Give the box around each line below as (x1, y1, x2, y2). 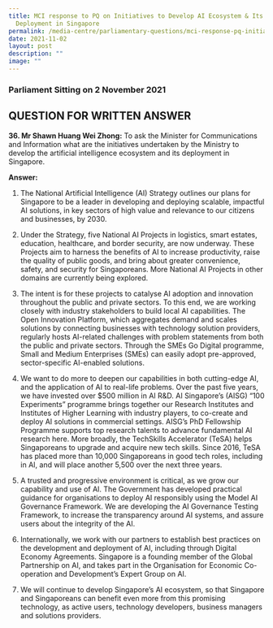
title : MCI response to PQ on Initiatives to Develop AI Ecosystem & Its (8, 11, 264, 20)
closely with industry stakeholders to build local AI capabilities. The (19, 305, 246, 315)
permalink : (8, 27, 45, 35)
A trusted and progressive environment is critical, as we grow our (19, 475, 240, 485)
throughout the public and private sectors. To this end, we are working (19, 297, 256, 307)
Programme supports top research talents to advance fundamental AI (19, 425, 253, 435)
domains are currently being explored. (19, 273, 149, 283)
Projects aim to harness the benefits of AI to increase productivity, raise (19, 247, 261, 257)
